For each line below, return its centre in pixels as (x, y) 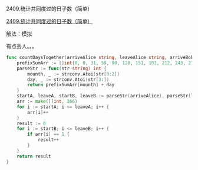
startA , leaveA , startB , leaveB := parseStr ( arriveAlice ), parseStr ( (104, 96)
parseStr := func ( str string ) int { (62, 68)
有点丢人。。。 (22, 46)
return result (34, 156)
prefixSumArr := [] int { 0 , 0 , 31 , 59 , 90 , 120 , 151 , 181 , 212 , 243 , (101, 63)
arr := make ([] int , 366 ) (47, 102)
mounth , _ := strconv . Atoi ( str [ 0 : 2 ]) (73, 74)
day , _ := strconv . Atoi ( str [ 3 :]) (68, 79)
